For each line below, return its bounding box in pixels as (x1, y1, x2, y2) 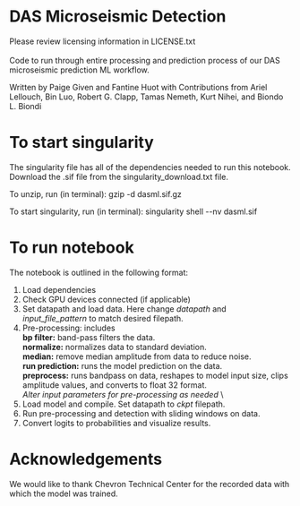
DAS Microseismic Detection (9, 6, 227, 27)
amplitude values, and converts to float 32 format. (21, 379, 208, 390)
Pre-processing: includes (21, 322, 116, 333)
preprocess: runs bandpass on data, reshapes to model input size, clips (21, 370, 288, 381)
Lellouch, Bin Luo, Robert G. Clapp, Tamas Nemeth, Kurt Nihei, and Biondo (9, 91, 284, 102)
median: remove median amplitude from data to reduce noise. (21, 351, 253, 362)
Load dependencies (21, 284, 97, 295)
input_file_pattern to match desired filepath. (21, 313, 184, 323)
